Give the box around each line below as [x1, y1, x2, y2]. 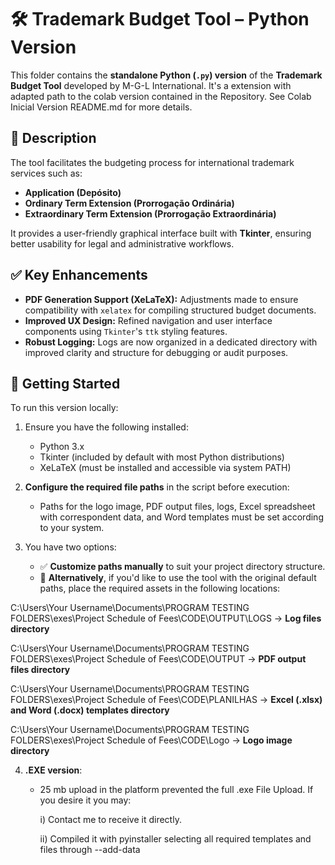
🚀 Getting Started [10, 375, 121, 392]
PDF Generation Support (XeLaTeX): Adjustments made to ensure [24, 293, 299, 305]
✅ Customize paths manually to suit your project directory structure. [39, 561, 326, 573]
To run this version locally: [10, 402, 119, 414]
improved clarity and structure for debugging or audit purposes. [24, 346, 289, 358]
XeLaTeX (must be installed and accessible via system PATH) [39, 462, 292, 474]
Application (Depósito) [24, 186, 122, 198]
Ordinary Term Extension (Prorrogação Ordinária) [24, 197, 235, 209]
